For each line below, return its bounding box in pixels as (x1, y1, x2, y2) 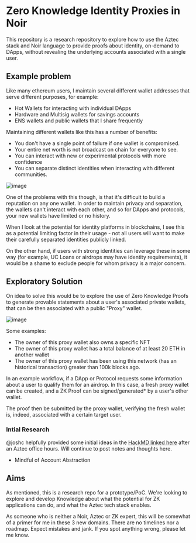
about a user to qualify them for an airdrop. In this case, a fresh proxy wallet (6, 381, 189, 388)
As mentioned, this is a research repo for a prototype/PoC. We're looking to (6, 489, 188, 496)
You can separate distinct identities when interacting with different (14, 164, 175, 171)
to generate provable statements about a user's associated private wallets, (6, 298, 186, 305)
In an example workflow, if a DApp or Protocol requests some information (6, 374, 183, 382)
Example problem (6, 71, 71, 81)
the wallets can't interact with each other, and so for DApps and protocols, (6, 206, 185, 213)
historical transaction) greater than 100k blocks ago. (14, 363, 140, 370)
